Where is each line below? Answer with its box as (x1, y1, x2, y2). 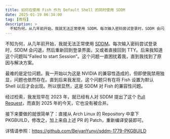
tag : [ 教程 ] (5, 17, 29, 22)
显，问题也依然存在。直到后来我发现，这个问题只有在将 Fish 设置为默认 (5, 77, 154, 83)
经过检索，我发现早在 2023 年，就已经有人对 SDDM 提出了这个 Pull (5, 94, 146, 100)
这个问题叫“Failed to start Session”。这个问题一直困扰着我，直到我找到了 (5, 54, 157, 60)
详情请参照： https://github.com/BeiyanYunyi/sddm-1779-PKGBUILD (5, 128, 147, 134)
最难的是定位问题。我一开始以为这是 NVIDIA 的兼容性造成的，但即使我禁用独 (5, 70, 165, 76)
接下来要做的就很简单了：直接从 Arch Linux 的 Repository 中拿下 (5, 111, 140, 117)
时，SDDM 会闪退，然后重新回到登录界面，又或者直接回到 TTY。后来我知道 (5, 47, 163, 53)
